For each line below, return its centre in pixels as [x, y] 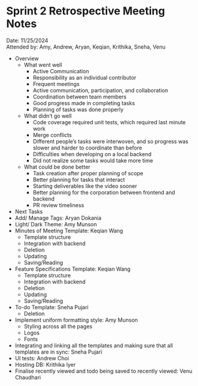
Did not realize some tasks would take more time [93, 160]
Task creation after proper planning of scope [88, 173]
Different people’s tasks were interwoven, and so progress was [111, 141]
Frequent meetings [56, 84]
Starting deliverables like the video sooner [85, 186]
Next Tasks [29, 211]
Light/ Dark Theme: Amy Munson [56, 224]
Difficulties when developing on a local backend [92, 154]
